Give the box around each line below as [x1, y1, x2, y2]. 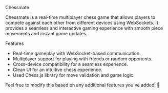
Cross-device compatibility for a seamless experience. [12, 61, 128, 67]
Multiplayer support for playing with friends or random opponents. [12, 56, 153, 62]
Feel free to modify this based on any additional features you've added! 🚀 [5, 82, 160, 88]
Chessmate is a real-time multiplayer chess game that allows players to [5, 14, 156, 20]
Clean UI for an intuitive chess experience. [12, 66, 102, 73]
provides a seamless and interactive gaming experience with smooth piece [5, 25, 163, 31]
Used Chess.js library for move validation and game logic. [12, 72, 135, 78]
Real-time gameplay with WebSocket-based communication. [12, 51, 141, 56]
